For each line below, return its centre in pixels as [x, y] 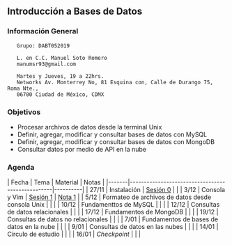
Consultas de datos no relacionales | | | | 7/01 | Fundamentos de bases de [113, 219]
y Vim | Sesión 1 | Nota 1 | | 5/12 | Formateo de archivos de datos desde [109, 197]
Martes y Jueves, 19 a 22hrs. [60, 76]
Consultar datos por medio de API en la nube [82, 149]
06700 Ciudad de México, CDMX [60, 94]
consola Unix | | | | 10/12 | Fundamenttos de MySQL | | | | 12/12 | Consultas [114, 205]
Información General [43, 31]
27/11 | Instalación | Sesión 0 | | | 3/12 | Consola [157, 190]
